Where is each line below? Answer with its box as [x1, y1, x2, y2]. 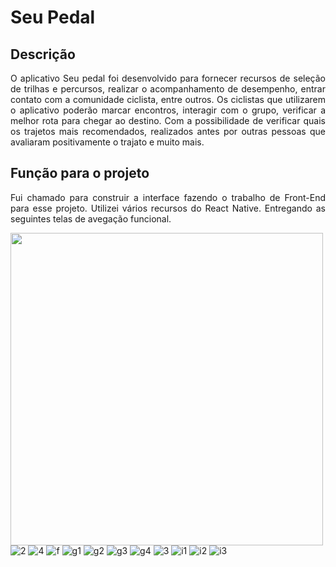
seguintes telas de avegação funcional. [10, 212, 172, 225]
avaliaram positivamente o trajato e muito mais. [10, 136, 205, 148]
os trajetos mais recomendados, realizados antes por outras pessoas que [10, 126, 326, 137]
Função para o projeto [10, 165, 150, 182]
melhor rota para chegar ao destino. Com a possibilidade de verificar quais [10, 115, 326, 126]
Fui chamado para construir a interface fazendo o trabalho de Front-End [10, 191, 326, 203]
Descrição [10, 46, 76, 63]
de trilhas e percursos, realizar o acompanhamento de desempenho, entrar [10, 83, 326, 95]
